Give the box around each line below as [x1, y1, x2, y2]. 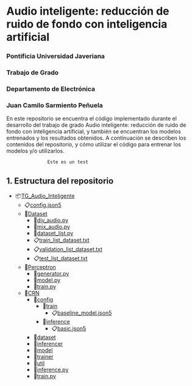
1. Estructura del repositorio [6, 176, 114, 186]
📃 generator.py [33, 270, 69, 277]
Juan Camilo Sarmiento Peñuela [6, 101, 103, 109]
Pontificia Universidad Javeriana [6, 52, 105, 60]
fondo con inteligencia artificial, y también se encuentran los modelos [6, 128, 181, 135]
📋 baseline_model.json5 [51, 309, 112, 316]
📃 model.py [33, 276, 61, 284]
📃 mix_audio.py [33, 223, 70, 231]
